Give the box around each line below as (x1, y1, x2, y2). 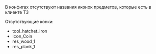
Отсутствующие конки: (5, 19, 54, 24)
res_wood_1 (12, 38, 35, 44)
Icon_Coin (12, 34, 33, 39)
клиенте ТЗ (5, 9, 29, 15)
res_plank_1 (12, 44, 35, 49)
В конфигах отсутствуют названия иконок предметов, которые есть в (5, 4, 152, 10)
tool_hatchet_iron (12, 28, 48, 34)
